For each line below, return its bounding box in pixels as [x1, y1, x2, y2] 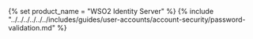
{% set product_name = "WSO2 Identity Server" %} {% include [8, 7, 214, 16]
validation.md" [8, 23, 55, 32]
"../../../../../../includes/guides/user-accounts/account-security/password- [8, 15, 247, 24]
